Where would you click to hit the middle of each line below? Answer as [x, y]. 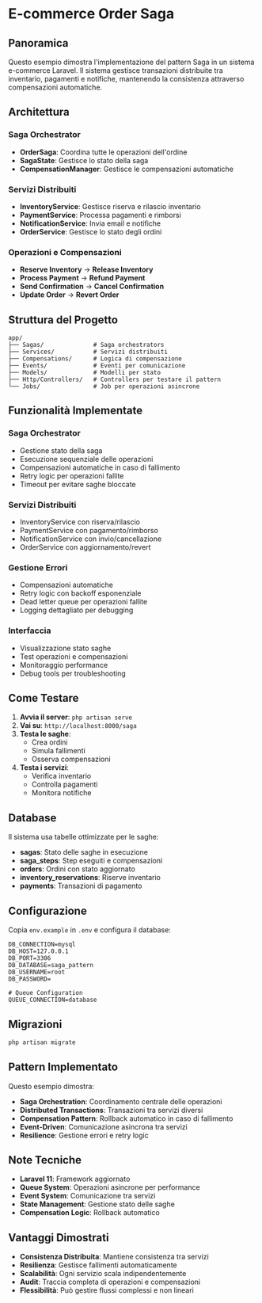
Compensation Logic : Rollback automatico [89, 1213]
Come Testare [44, 698]
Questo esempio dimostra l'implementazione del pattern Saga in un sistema [131, 62]
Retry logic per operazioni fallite [72, 475]
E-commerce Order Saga [91, 14]
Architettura [39, 112]
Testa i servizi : [44, 768]
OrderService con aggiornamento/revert [85, 547]
